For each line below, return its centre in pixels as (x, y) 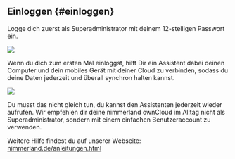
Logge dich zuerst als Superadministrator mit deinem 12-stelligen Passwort (116, 28)
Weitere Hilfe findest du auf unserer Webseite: (74, 141)
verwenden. (25, 127)
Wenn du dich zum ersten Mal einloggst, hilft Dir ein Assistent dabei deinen (116, 63)
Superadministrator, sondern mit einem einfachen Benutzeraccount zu (109, 120)
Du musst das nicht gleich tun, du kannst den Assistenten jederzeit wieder (115, 104)
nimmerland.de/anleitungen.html (55, 148)
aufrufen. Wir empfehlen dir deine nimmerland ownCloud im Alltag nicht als (116, 112)
